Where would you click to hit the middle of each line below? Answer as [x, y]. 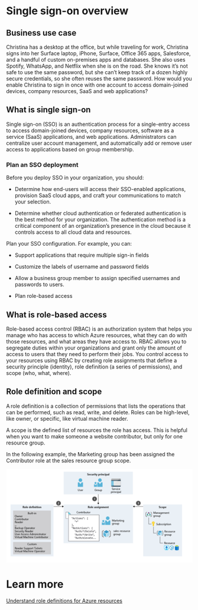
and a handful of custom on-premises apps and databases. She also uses [96, 60]
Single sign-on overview [67, 11]
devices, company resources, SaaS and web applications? [77, 91]
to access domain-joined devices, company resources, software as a [90, 130]
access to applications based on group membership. [70, 149]
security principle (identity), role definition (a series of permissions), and [94, 367]
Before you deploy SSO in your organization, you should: [75, 178]
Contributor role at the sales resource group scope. [69, 460]
